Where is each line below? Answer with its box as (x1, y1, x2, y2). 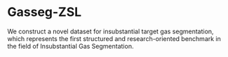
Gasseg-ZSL (7, 4, 82, 20)
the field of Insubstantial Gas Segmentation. (7, 42, 134, 50)
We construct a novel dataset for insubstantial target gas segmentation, (7, 27, 214, 35)
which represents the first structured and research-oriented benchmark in (7, 34, 221, 42)
